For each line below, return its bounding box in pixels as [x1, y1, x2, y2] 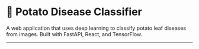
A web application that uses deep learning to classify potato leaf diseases [6, 24, 187, 32]
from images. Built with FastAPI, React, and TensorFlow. [6, 30, 143, 37]
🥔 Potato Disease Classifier [6, 5, 142, 19]
